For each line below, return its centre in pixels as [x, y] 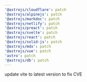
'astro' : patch [20, 56]
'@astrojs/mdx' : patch [28, 46]
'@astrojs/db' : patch [27, 60]
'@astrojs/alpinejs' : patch [33, 14]
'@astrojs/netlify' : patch [32, 23]
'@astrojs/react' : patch [30, 38]
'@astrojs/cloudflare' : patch [36, 10]
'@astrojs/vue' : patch [28, 51]
